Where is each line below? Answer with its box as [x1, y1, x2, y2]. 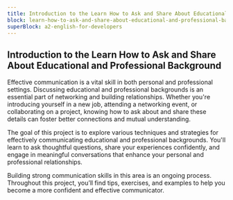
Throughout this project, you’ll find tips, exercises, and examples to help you [7, 178, 225, 187]
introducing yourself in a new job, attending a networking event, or [7, 100, 198, 108]
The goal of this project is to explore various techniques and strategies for [7, 128, 218, 137]
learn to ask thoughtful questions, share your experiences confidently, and [7, 143, 221, 151]
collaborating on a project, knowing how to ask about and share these [7, 108, 207, 116]
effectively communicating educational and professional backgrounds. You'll [7, 136, 226, 144]
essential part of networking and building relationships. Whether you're [7, 93, 211, 101]
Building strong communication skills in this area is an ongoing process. [7, 172, 212, 180]
